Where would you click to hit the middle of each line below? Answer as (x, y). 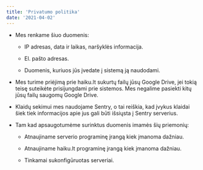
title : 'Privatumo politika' (43, 12)
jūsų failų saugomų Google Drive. (57, 95)
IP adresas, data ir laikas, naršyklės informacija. (84, 47)
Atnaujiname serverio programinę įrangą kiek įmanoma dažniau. (104, 137)
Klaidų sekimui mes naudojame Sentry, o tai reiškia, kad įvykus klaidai (102, 106)
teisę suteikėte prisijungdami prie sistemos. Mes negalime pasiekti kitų (103, 88)
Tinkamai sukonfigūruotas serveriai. (69, 160)
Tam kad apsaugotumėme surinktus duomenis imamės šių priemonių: (102, 124)
